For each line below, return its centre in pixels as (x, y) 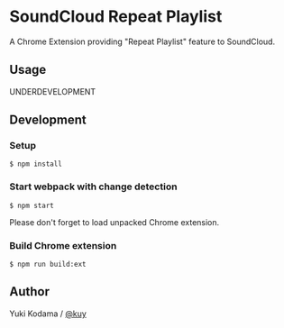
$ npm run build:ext (48, 264)
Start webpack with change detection (93, 187)
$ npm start (32, 205)
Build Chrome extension (63, 245)
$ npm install (36, 164)
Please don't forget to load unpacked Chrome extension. (115, 222)
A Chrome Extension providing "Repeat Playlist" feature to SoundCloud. (142, 41)
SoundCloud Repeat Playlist (116, 17)
